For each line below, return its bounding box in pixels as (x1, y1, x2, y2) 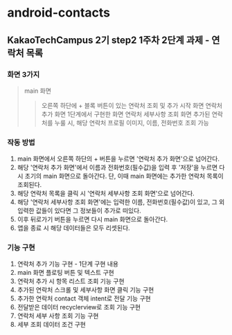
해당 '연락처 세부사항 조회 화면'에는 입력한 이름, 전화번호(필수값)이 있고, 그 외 (17, 198, 225, 206)
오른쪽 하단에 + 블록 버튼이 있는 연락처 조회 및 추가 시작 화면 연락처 (41, 101, 223, 109)
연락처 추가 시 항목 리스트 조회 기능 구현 (17, 277, 125, 285)
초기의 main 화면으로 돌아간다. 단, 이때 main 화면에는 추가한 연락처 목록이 (24, 172, 224, 181)
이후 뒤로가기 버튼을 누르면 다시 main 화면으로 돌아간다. (17, 215, 168, 224)
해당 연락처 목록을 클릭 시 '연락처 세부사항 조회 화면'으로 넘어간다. (17, 189, 195, 198)
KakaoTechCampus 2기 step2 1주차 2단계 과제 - (7, 34, 210, 46)
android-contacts (7, 5, 111, 21)
